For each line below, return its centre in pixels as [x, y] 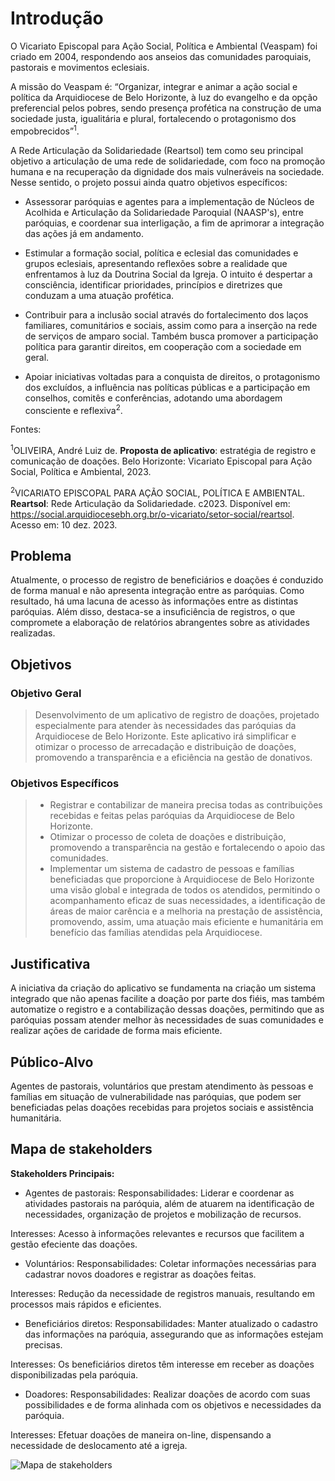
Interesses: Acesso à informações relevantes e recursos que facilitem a [157, 1233]
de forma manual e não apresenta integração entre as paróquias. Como [157, 591]
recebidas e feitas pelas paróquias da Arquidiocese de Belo [172, 816]
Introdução [57, 18]
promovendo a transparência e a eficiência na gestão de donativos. [173, 758]
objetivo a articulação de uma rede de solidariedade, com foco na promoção [168, 161]
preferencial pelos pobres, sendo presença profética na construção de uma [166, 108]
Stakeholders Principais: [62, 1173]
